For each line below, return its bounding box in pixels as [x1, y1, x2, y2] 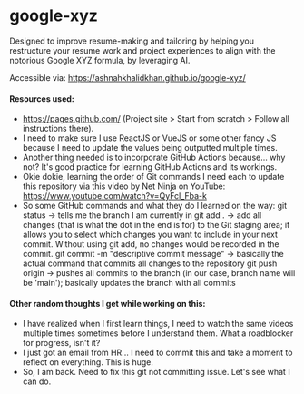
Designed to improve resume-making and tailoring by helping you [9, 35, 255, 46]
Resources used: [9, 93, 74, 104]
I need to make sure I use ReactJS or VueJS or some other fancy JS [22, 133, 277, 143]
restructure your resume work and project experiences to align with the [9, 44, 276, 55]
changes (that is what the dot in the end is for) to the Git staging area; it [22, 220, 290, 231]
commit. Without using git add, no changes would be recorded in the [22, 239, 279, 250]
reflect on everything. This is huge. [22, 357, 154, 368]
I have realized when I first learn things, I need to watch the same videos [22, 319, 294, 330]
